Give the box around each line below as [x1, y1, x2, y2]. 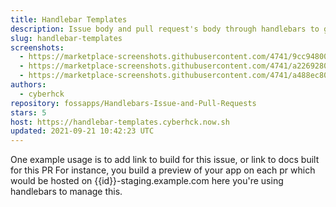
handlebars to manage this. [10, 186, 123, 198]
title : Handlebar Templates [10, 14, 128, 25]
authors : [10, 80, 47, 90]
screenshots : [10, 42, 65, 53]
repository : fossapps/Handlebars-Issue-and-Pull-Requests [10, 98, 257, 108]
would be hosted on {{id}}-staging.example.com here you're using [10, 175, 284, 187]
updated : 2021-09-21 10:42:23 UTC [10, 126, 155, 136]
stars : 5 [10, 107, 47, 118]
